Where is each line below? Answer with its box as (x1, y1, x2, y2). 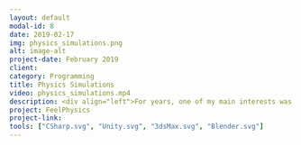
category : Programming (9, 72, 95, 81)
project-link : (9, 113, 63, 122)
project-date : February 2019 (9, 55, 119, 64)
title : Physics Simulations (9, 80, 115, 89)
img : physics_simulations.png (9, 38, 123, 48)
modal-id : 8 (9, 22, 54, 31)
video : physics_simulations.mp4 (9, 88, 131, 97)
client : (9, 64, 39, 73)
